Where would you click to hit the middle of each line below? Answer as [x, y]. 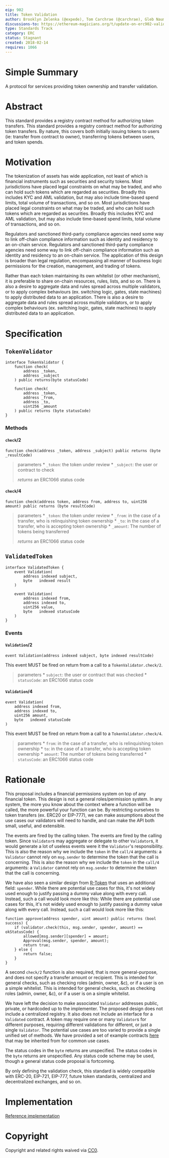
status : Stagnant [23, 38]
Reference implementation [33, 1116]
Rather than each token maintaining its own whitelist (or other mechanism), [83, 276]
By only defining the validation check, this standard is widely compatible [80, 1071]
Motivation [28, 162]
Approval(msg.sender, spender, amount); [66, 940]
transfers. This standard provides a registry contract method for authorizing [84, 126]
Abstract [24, 106]
